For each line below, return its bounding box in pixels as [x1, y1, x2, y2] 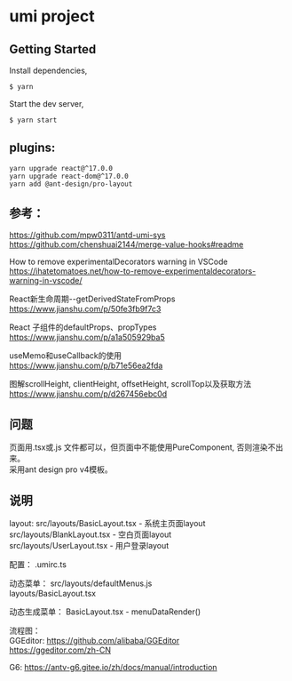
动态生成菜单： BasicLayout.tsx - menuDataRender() [9, 606, 201, 617]
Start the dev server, [9, 98, 84, 108]
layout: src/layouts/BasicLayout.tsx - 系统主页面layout [9, 518, 206, 528]
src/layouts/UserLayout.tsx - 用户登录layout [9, 541, 170, 550]
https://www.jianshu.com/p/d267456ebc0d [9, 389, 168, 399]
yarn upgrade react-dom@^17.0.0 [9, 172, 129, 180]
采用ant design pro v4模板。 [9, 464, 113, 475]
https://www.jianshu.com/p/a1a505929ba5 [9, 332, 166, 343]
